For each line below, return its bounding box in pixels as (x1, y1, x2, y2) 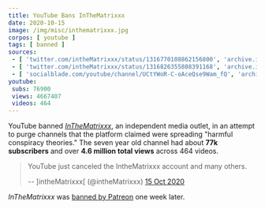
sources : (8, 48, 37, 56)
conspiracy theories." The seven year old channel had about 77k (8, 138, 218, 147)
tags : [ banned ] (8, 41, 65, 49)
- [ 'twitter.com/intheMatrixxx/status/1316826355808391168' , (11, 63, 221, 71)
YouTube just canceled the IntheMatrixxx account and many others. (27, 162, 248, 171)
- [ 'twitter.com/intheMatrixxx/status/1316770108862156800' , (11, 56, 221, 64)
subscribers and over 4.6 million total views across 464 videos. (8, 147, 219, 156)
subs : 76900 (11, 84, 51, 93)
